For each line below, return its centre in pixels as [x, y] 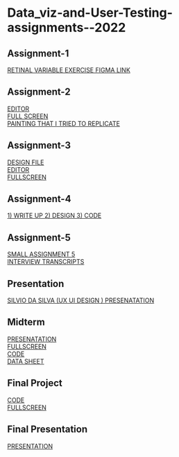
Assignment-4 [39, 199]
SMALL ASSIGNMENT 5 [41, 254]
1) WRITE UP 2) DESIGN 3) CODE [54, 216]
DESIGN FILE [26, 162]
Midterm [26, 322]
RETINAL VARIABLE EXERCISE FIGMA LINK [69, 70]
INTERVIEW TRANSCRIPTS [46, 262]
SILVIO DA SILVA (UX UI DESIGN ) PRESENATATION [81, 300]
